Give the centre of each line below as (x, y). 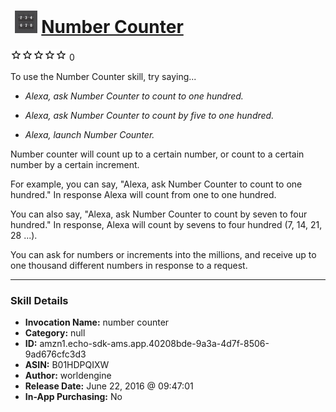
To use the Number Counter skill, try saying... (103, 76)
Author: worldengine (68, 376)
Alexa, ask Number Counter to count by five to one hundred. (149, 115)
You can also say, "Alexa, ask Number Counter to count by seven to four (159, 214)
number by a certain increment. (75, 164)
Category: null (55, 333)
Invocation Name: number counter (97, 322)
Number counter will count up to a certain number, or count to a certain (157, 154)
